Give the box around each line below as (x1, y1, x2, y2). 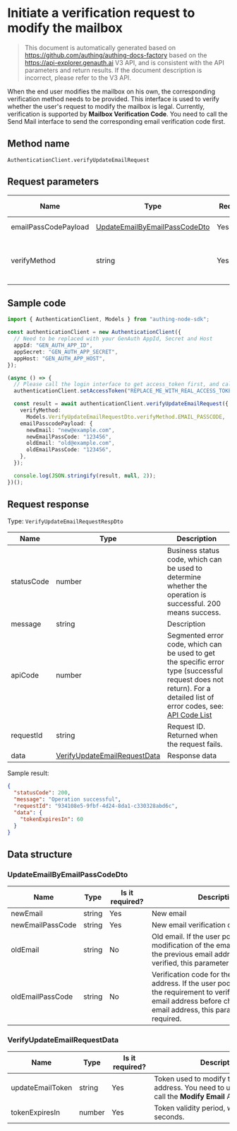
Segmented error (166, 631, 224, 641)
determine (166, 572, 202, 582)
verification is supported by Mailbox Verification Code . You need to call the (7, 110, 228, 118)
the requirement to (151, 987, 214, 997)
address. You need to (154, 1083, 224, 1093)
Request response (7, 499, 90, 511)
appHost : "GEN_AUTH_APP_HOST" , (13, 355, 106, 362)
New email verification (151, 920, 226, 930)
